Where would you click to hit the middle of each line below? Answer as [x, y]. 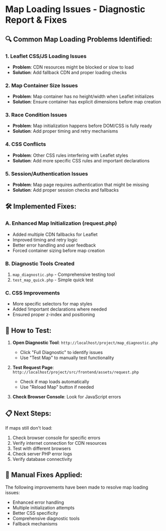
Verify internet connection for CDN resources [60, 443]
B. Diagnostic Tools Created [40, 263]
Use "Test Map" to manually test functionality [67, 358]
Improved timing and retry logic [45, 240]
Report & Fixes [36, 20]
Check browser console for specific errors [56, 438]
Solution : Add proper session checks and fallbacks [66, 190]
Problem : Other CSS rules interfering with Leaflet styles [70, 155]
